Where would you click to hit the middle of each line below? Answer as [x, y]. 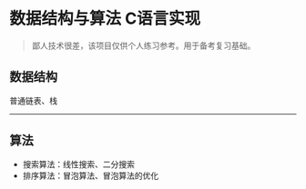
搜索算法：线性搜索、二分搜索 [78, 164]
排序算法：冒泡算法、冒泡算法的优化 [91, 175]
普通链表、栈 [33, 100]
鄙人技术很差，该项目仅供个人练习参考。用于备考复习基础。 [143, 45]
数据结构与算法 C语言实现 [105, 19]
